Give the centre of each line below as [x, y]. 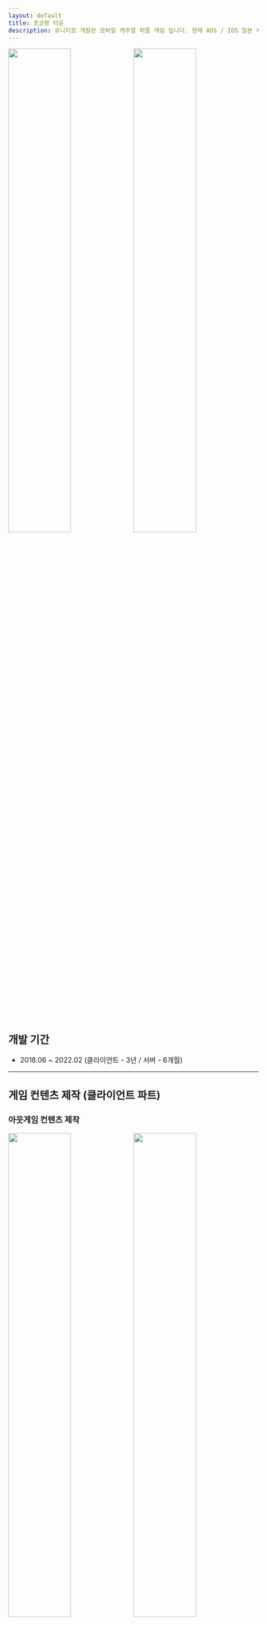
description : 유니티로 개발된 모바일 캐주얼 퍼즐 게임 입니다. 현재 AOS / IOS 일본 [130, 30]
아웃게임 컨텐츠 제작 [44, 1119]
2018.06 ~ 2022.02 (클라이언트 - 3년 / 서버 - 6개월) [101, 1060]
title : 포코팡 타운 [36, 23]
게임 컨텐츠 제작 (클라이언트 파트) [85, 1095]
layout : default [35, 15]
